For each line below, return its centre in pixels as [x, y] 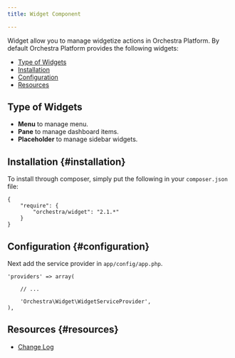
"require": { [40, 206]
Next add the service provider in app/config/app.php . [85, 264]
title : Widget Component [44, 14]
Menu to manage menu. [53, 124]
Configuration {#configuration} [78, 246]
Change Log [36, 347]
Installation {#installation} [67, 162]
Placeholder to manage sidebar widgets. [78, 139]
